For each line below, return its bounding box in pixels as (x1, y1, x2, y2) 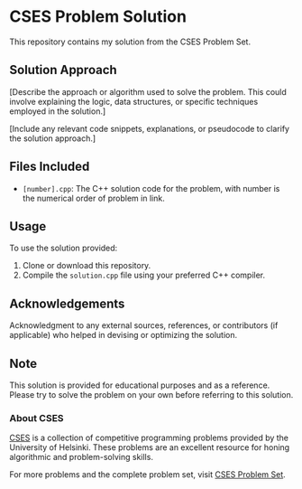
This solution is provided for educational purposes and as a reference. (9, 380, 270, 390)
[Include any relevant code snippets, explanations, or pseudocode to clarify (9, 123, 290, 134)
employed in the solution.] (9, 106, 106, 117)
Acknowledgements (9, 296, 125, 311)
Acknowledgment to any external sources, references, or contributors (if (9, 320, 279, 331)
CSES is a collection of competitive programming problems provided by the (9, 432, 289, 444)
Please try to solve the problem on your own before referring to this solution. (9, 390, 294, 400)
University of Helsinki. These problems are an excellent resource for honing (9, 442, 290, 453)
